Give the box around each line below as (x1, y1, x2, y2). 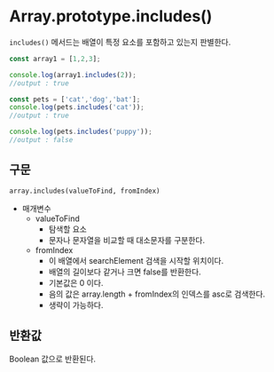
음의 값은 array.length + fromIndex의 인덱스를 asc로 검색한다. (48, 289, 266, 299)
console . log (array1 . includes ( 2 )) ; (9, 70, 137, 79)
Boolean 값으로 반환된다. (9, 353, 96, 364)
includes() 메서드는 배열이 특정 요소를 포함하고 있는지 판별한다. (9, 36, 231, 47)
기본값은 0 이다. (48, 277, 104, 288)
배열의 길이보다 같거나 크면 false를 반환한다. (48, 266, 201, 277)
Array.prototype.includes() (9, 6, 213, 27)
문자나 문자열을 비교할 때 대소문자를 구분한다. (48, 234, 206, 245)
